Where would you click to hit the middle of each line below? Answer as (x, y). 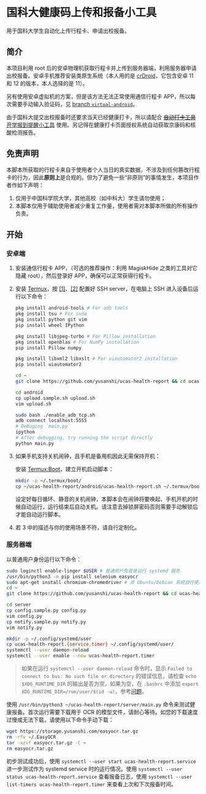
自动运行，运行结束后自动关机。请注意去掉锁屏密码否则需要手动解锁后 (109, 507)
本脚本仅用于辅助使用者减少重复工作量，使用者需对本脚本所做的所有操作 (106, 206)
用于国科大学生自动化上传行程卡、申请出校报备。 (68, 31)
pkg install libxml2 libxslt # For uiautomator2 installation (96, 359)
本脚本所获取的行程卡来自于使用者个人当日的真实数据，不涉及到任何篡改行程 (103, 169)
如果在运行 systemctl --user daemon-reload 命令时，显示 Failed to (107, 668)
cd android (29, 392)
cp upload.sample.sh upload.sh (55, 398)
